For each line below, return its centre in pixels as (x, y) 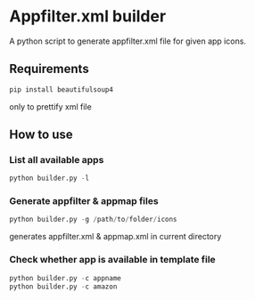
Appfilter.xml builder (88, 16)
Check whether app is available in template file (112, 260)
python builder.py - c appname (66, 278)
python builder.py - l (49, 178)
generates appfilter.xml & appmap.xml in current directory (115, 237)
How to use (41, 135)
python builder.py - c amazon (63, 287)
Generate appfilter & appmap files (84, 201)
